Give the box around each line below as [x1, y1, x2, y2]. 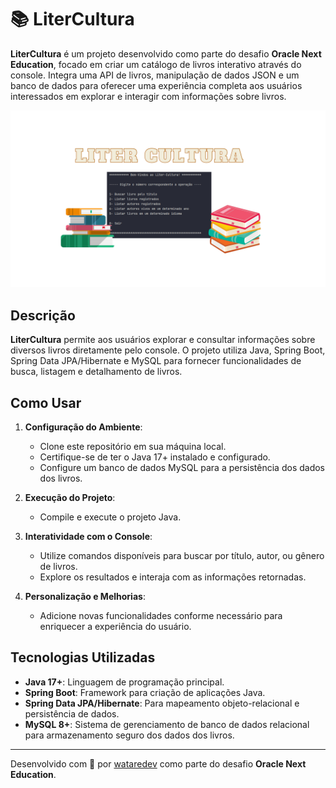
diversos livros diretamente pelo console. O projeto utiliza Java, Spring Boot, [10, 344, 326, 356]
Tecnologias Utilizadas [10, 649, 156, 666]
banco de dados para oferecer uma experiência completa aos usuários [10, 79, 303, 91]
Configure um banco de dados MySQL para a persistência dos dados [39, 462, 325, 474]
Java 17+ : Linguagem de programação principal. [24, 676, 225, 688]
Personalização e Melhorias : [24, 591, 146, 603]
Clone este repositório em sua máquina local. [39, 441, 227, 453]
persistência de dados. [24, 707, 120, 720]
